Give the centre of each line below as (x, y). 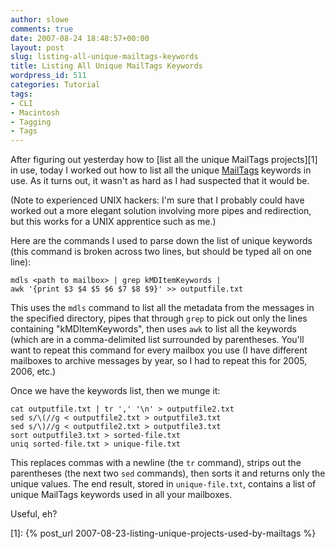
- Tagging (31, 122)
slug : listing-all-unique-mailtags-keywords (104, 57)
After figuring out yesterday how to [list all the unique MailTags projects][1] (164, 160)
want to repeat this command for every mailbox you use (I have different (159, 350)
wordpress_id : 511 (48, 76)
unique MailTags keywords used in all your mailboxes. (121, 495)
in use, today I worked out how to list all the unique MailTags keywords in (161, 170)
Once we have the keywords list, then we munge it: (115, 391)
